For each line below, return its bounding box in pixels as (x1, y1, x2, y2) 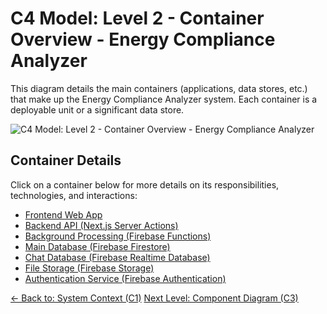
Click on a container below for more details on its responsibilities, (10, 178, 280, 191)
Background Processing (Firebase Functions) (24, 230, 212, 242)
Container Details (10, 152, 122, 169)
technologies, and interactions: (10, 189, 138, 201)
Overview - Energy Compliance (10, 28, 276, 51)
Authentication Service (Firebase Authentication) (24, 272, 227, 284)
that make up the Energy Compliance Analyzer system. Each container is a (10, 93, 318, 105)
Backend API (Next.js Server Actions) (24, 219, 179, 231)
